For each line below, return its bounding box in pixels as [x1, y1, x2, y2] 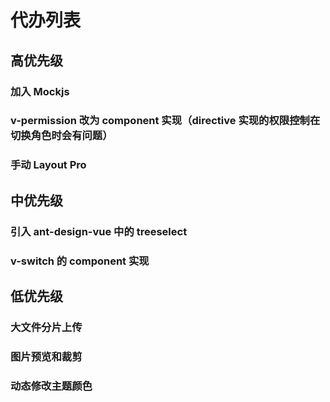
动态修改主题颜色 [10, 379, 93, 393]
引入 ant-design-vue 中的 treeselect [10, 224, 188, 238]
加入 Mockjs [10, 84, 70, 98]
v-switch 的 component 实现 [10, 254, 150, 268]
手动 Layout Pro [10, 158, 87, 172]
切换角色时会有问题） [10, 129, 113, 143]
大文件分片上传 [10, 320, 83, 334]
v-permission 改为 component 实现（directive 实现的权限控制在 [10, 114, 321, 128]
